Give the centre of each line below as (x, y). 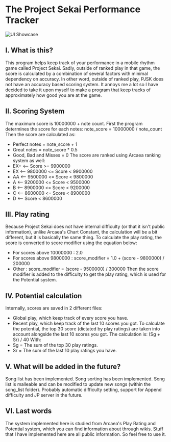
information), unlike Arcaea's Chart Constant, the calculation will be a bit (81, 232)
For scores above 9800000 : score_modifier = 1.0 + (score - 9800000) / (89, 258)
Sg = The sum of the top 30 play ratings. (55, 345)
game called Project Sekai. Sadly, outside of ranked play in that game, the (83, 68)
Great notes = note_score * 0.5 (45, 149)
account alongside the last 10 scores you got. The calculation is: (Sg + (87, 334)
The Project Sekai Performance (73, 9)
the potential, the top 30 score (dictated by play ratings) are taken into (86, 329)
